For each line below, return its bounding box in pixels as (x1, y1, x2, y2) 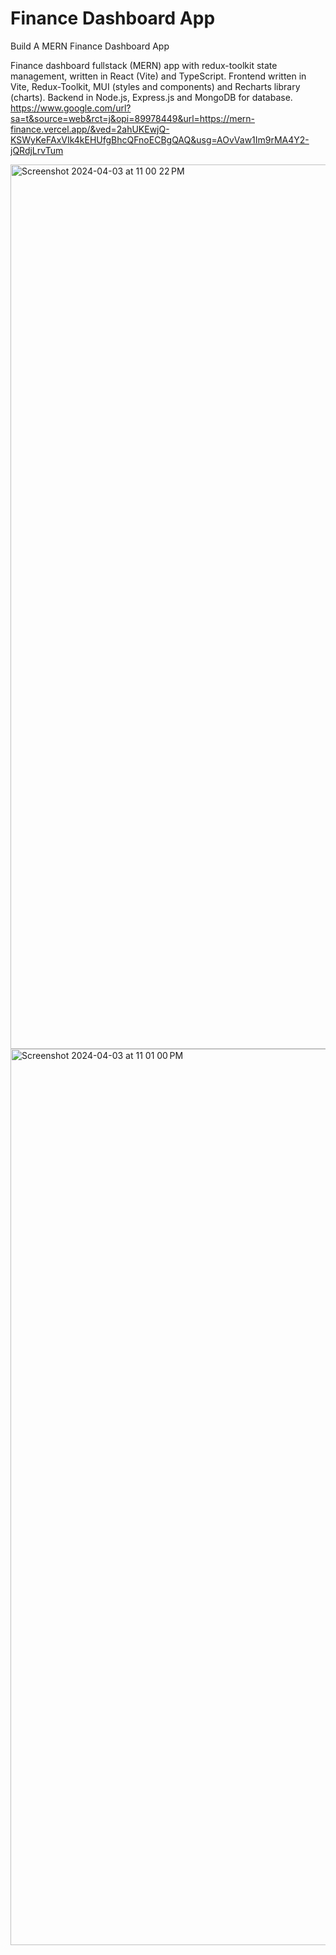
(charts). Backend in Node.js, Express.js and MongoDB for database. (10, 91, 293, 103)
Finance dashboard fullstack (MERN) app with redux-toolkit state (10, 59, 278, 71)
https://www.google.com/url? (10, 102, 132, 114)
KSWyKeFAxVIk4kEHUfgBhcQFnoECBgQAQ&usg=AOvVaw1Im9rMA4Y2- (10, 133, 310, 146)
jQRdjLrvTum (10, 144, 64, 156)
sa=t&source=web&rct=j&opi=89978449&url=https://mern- (10, 112, 255, 124)
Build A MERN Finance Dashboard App (10, 40, 170, 52)
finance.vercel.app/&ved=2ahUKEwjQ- (10, 123, 170, 135)
